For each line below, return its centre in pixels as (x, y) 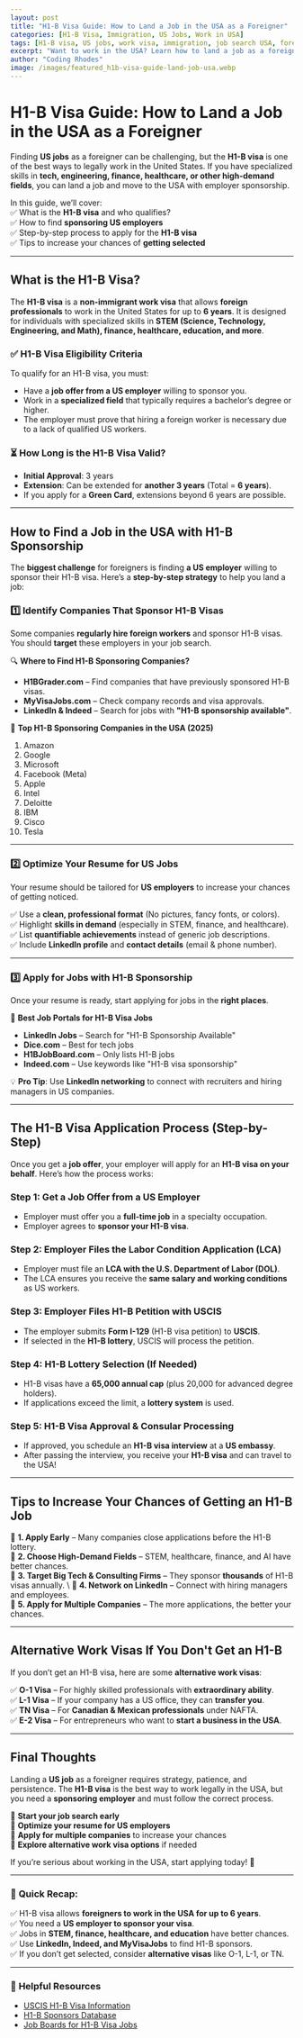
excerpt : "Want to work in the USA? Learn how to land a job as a (137, 51)
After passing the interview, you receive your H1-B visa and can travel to (157, 1455)
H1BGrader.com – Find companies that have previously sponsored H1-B (156, 682)
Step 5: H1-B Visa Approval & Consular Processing (122, 1426)
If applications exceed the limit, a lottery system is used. (129, 1402)
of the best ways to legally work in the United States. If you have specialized (151, 166)
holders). (40, 1393)
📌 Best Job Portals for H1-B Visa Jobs (82, 1018)
